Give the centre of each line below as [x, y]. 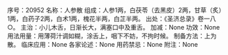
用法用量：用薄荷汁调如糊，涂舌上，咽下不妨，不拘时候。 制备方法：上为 [112, 36]
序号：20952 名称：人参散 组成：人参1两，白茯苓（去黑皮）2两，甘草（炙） [116, 10]
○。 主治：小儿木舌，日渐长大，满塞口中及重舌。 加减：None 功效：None [114, 27]
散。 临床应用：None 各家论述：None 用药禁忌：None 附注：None [103, 44]
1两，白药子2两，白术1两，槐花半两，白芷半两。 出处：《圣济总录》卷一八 [112, 19]
